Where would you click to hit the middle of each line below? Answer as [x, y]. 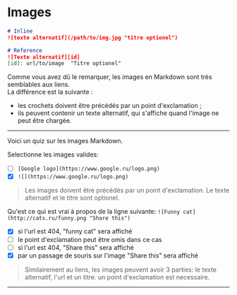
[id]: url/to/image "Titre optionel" [64, 64]
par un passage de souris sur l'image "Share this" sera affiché [108, 255]
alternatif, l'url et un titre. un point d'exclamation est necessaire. [117, 277]
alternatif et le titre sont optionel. [72, 198]
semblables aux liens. [39, 85]
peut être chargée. [44, 121]
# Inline [20, 31]
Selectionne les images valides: [53, 155]
